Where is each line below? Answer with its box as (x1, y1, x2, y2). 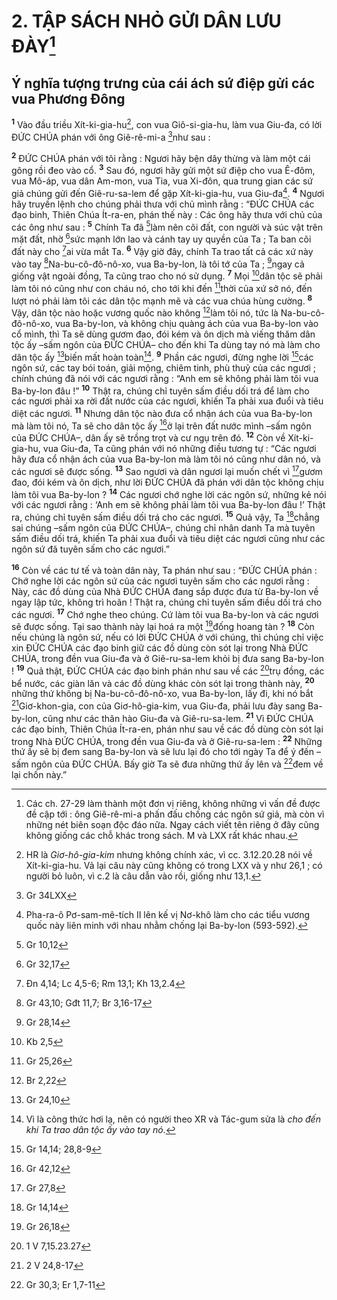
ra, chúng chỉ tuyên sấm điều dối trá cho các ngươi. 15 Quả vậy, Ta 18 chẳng (11, 510, 320, 524)
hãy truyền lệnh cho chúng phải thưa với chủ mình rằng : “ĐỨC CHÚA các (11, 198, 315, 210)
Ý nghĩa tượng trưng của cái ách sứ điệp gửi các (11, 75, 315, 92)
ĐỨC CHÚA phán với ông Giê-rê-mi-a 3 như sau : (11, 129, 211, 143)
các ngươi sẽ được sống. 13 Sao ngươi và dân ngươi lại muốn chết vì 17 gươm (11, 464, 323, 477)
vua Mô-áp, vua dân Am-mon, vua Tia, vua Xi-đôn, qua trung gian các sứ (11, 175, 314, 187)
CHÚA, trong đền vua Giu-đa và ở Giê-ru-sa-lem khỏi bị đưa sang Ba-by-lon (11, 653, 324, 665)
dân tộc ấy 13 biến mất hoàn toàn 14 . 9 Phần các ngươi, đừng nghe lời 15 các (11, 349, 314, 363)
